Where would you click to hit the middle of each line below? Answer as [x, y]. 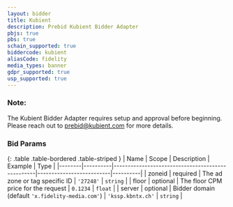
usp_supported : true [37, 78]
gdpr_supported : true [39, 72]
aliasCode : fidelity [37, 59]
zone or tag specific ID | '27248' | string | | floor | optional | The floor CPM [115, 181]
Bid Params [27, 144]
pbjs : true [23, 33]
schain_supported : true [42, 46]
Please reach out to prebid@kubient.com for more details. [90, 125]
